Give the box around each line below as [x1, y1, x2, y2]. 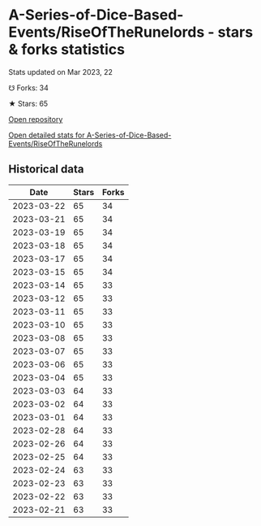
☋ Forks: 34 [8, 83, 49, 93]
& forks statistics [8, 41, 126, 59]
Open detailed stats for [8, 130, 85, 140]
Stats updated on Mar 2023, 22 [8, 67, 113, 76]
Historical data [8, 163, 84, 176]
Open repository [8, 114, 63, 124]
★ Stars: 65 [8, 98, 49, 108]
